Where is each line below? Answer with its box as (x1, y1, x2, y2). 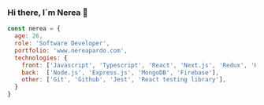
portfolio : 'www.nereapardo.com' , (14, 46, 128, 54)
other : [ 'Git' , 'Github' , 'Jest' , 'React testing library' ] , (21, 76, 226, 84)
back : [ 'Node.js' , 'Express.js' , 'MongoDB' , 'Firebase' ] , (21, 68, 220, 77)
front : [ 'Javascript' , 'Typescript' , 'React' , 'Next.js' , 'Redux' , (21, 61, 247, 69)
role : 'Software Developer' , (14, 39, 110, 48)
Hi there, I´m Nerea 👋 (7, 7, 88, 18)
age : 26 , (14, 32, 43, 40)
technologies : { (14, 54, 68, 62)
